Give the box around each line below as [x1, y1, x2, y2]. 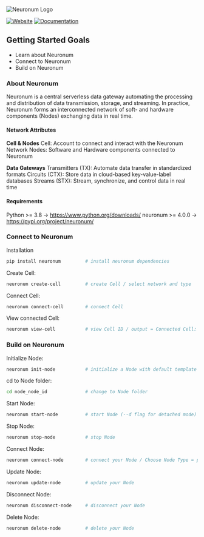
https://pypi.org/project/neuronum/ [6, 217, 94, 225]
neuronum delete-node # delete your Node [6, 525, 135, 531]
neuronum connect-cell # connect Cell [6, 303, 123, 309]
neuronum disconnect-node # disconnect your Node [6, 502, 146, 508]
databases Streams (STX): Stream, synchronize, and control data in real [6, 177, 186, 184]
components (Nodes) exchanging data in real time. [6, 112, 134, 120]
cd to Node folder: [6, 377, 52, 385]
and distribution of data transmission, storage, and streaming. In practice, [6, 100, 190, 107]
